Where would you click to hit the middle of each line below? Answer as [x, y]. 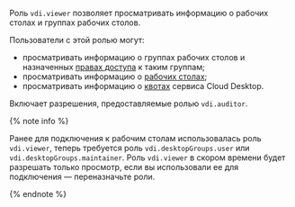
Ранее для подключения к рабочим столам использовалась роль [136, 138]
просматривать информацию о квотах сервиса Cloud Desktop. [143, 86]
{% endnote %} [38, 194]
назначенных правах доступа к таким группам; [113, 67]
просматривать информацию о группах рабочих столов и [134, 57]
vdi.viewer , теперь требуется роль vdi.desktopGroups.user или [130, 148]
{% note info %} [39, 121]
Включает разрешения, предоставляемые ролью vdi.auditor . [129, 103]
